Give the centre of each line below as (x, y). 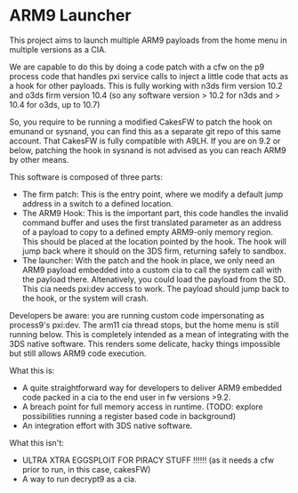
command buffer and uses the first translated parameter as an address (152, 222)
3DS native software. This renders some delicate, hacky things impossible (145, 343)
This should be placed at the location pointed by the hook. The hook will (154, 241)
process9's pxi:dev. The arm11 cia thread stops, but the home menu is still (145, 325)
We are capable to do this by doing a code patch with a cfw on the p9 (137, 67)
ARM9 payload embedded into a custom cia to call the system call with (152, 270)
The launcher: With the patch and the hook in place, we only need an (149, 260)
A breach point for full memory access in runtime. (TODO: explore (143, 407)
